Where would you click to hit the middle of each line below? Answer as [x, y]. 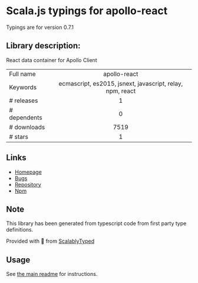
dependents [26, 118]
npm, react [121, 91]
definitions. [20, 230]
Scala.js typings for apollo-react [87, 11]
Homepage [28, 172]
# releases [24, 100]
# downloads [27, 127]
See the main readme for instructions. [52, 274]
